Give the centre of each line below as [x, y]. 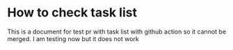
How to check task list [72, 13]
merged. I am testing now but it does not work [73, 38]
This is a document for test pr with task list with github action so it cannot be [117, 32]
